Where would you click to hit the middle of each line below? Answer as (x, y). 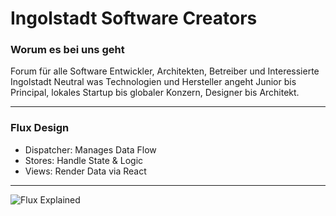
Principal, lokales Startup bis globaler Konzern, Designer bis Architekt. (155, 93)
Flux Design (40, 128)
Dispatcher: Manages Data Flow (90, 149)
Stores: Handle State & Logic (84, 160)
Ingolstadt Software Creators (134, 18)
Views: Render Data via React (85, 171)
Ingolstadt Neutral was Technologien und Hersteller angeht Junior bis (153, 82)
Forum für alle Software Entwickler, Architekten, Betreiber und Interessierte (165, 71)
